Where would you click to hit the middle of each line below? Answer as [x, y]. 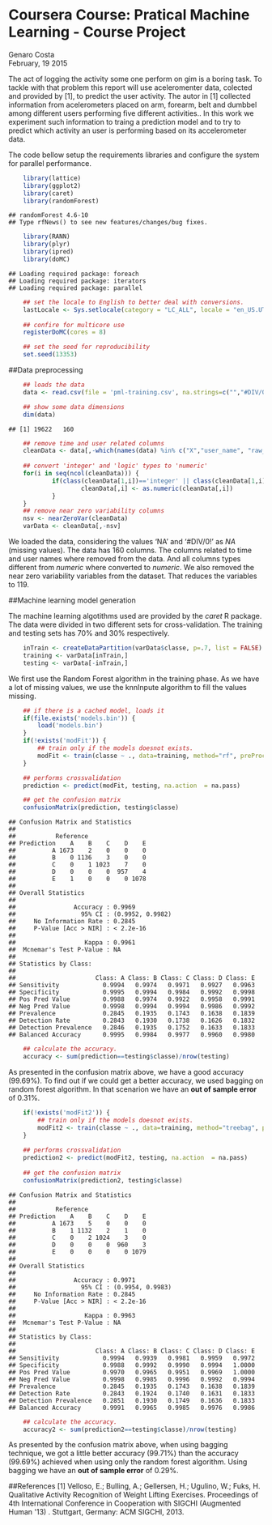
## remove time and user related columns [93, 443]
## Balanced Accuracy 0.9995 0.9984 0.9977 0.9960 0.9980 [132, 1035]
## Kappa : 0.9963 [72, 1315]
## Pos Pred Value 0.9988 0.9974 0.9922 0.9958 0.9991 [132, 999]
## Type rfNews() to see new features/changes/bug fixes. [108, 223]
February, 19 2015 [38, 63]
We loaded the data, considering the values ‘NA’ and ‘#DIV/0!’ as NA [122, 542]
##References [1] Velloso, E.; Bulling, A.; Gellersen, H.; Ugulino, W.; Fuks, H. [134, 1486]
